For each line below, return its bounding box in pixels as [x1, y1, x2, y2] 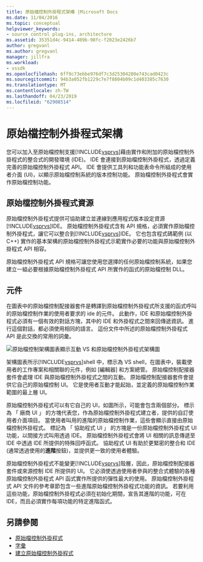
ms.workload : [6, 59, 39, 65]
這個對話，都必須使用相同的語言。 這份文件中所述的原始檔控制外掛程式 [11, 325, 188, 332]
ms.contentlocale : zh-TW [6, 88, 69, 94]
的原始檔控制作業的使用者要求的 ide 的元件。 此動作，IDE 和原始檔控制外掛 [6, 310, 193, 317]
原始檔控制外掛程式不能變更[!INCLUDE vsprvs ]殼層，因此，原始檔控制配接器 [6, 460, 195, 467]
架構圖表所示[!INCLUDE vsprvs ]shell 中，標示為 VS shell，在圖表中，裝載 [6, 359, 187, 366]
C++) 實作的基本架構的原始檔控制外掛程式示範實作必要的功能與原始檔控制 [6, 237, 190, 245]
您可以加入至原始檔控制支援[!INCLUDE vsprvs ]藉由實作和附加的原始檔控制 [6, 148, 190, 155]
